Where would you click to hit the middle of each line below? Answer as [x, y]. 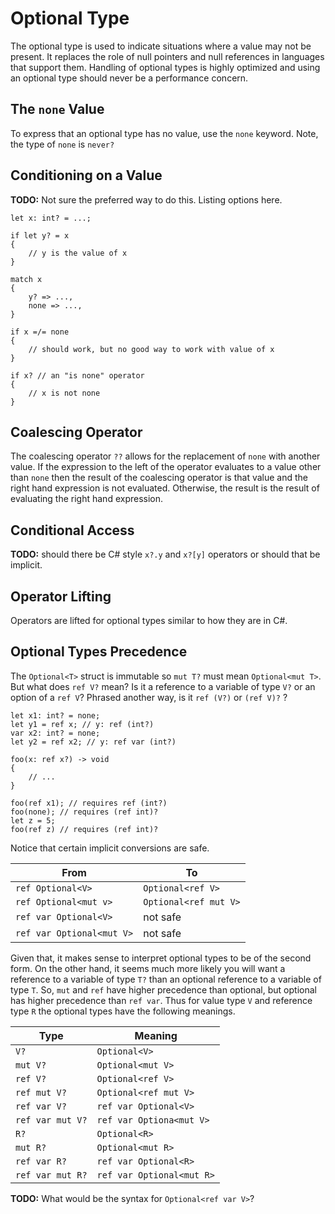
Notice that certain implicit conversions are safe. [110, 848]
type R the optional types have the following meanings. [123, 1011]
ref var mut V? [51, 1120]
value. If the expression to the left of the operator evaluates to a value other [166, 467]
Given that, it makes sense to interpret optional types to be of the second [161, 958]
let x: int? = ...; [51, 218]
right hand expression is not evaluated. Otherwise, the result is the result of [165, 488]
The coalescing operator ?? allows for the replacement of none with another [165, 456]
